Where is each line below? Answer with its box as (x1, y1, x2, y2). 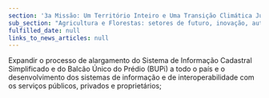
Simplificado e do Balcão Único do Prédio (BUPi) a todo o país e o (8, 65, 226, 74)
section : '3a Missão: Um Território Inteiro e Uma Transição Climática (8, 11, 252, 20)
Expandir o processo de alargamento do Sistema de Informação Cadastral (8, 56, 252, 65)
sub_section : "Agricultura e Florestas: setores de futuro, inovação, (8, 19, 249, 27)
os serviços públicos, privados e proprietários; (8, 81, 162, 91)
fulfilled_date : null (8, 26, 81, 34)
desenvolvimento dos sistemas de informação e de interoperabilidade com (8, 73, 255, 82)
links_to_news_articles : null (8, 33, 110, 42)
